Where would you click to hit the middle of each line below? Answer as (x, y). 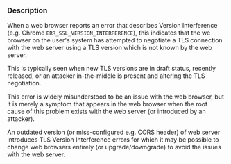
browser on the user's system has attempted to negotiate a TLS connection (115, 40)
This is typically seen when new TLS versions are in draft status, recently (112, 69)
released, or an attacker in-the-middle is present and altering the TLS (106, 76)
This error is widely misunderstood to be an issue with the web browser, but (115, 97)
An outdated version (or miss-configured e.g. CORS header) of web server (114, 132)
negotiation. (24, 83)
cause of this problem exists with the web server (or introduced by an (106, 112)
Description (27, 10)
